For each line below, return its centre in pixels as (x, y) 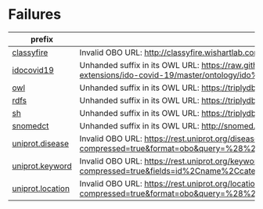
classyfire (30, 52)
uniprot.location (41, 188)
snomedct (31, 125)
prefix (42, 39)
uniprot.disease (40, 143)
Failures (34, 14)
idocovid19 (33, 70)
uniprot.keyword (42, 166)
